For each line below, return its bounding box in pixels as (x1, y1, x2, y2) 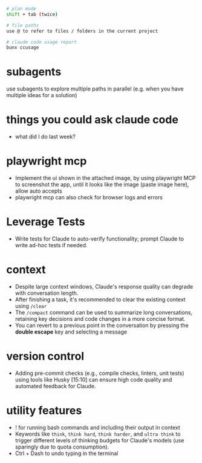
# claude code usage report (6, 39, 77, 45)
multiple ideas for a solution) (6, 92, 77, 99)
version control (6, 349, 85, 363)
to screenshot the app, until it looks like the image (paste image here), (15, 181, 189, 188)
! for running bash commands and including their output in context (15, 424, 180, 431)
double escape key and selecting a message (15, 328, 128, 335)
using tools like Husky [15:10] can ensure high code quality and (15, 376, 172, 383)
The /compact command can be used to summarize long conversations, (15, 309, 192, 316)
